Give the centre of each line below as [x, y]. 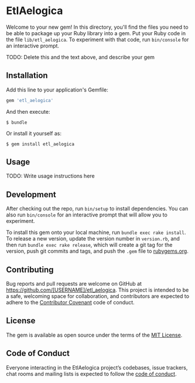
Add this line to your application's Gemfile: [57, 90]
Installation [27, 75]
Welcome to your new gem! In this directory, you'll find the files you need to [97, 27]
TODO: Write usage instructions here [50, 176]
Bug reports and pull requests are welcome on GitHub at [74, 284]
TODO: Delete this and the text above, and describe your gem [81, 57]
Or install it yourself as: [34, 133]
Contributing [30, 270]
